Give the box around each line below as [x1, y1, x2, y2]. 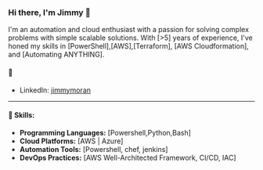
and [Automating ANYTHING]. [8, 50, 105, 60]
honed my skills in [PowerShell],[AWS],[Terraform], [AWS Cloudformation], [8, 42, 249, 51]
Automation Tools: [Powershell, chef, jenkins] [19, 144, 168, 154]
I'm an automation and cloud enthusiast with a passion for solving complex [8, 25, 249, 34]
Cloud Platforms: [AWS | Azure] [19, 136, 124, 146]
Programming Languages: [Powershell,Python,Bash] [19, 128, 192, 137]
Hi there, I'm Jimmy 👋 [8, 7, 92, 18]
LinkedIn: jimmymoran [19, 85, 92, 95]
